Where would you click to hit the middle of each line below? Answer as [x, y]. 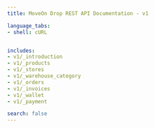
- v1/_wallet [26, 95]
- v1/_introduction [35, 57]
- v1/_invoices [29, 89]
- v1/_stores [26, 70]
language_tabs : [29, 26]
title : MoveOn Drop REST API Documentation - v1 [78, 13]
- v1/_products [29, 63]
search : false [27, 114]
